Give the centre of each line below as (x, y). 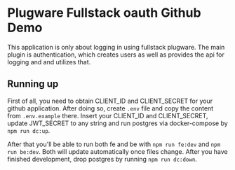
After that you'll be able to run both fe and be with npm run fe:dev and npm (114, 144)
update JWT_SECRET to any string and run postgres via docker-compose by (117, 123)
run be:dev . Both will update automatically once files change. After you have (117, 151)
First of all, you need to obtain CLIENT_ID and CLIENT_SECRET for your (110, 101)
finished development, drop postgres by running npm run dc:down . (102, 159)
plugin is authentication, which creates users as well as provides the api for (116, 55)
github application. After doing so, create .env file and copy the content (110, 108)
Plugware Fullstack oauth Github (104, 13)
